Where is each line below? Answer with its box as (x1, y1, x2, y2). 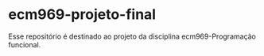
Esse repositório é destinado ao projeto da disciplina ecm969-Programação (8, 32, 257, 41)
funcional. (8, 39, 41, 49)
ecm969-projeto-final (8, 6, 157, 24)
